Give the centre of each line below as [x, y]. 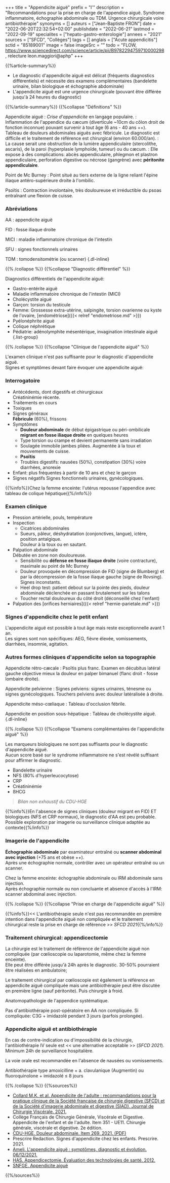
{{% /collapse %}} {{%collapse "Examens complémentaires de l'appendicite [85, 729]
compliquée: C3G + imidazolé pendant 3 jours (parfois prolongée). [74, 1016]
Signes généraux [30, 413]
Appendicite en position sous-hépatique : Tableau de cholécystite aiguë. [81, 714]
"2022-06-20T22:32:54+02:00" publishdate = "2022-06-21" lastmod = [80, 29]
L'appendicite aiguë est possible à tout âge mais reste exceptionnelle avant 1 [85, 628]
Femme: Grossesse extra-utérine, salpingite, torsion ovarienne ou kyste [87, 310]
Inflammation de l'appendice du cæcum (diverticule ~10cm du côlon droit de [85, 122]
